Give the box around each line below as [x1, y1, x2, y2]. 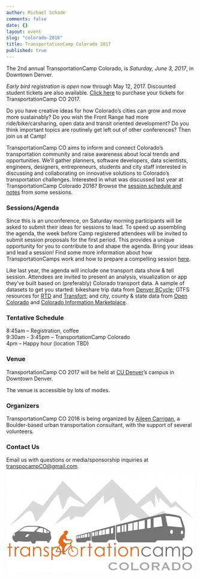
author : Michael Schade [6, 10, 66, 16]
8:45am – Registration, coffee [6, 327, 79, 335]
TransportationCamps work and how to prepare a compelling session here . [6, 255, 191, 263]
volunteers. [6, 428, 34, 435]
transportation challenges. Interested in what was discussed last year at [6, 175, 184, 183]
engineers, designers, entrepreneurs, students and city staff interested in [6, 163, 187, 170]
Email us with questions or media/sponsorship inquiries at [6, 456, 149, 463]
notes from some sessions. [6, 189, 73, 196]
